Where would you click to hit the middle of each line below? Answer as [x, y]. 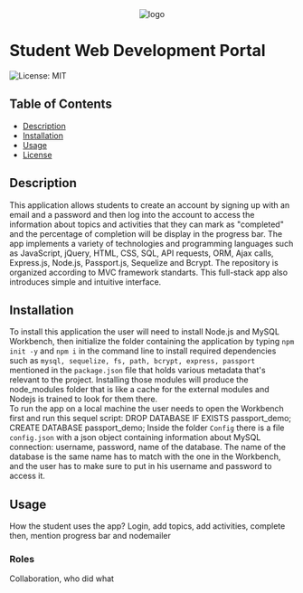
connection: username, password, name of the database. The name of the [148, 447]
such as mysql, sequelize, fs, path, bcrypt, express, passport [133, 361]
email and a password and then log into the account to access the [132, 214]
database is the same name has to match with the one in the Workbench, [145, 457]
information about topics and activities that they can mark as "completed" [147, 224]
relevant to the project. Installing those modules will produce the [129, 380]
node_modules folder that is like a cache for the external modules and [139, 390]
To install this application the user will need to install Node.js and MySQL [145, 332]
